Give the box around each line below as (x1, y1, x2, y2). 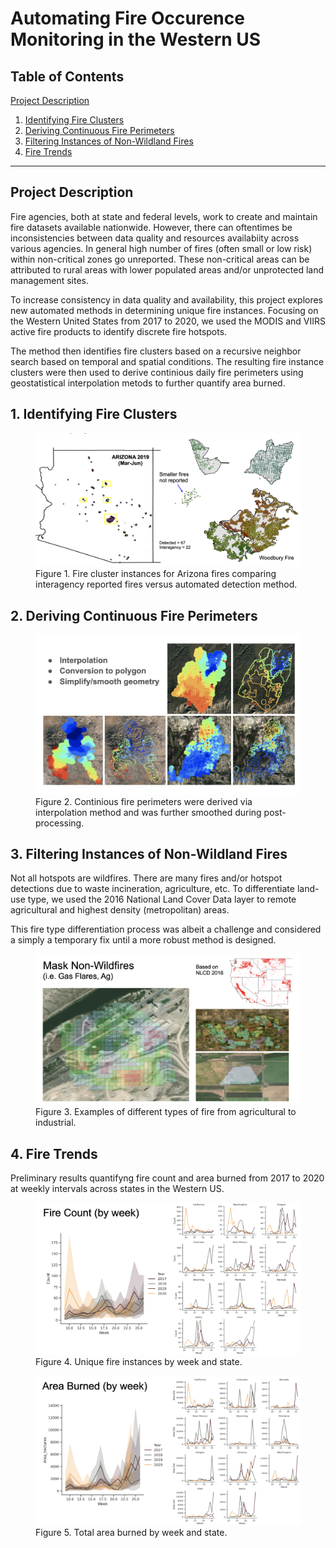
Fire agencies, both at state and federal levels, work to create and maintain (10, 210, 318, 222)
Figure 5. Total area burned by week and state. (35, 1527, 228, 1539)
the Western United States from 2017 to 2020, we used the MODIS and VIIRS (10, 315, 326, 327)
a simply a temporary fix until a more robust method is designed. (10, 934, 277, 946)
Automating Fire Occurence (10, 7, 245, 30)
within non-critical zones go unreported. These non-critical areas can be (10, 253, 310, 265)
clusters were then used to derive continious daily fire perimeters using (10, 366, 304, 378)
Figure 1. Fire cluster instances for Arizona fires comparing (35, 568, 277, 580)
